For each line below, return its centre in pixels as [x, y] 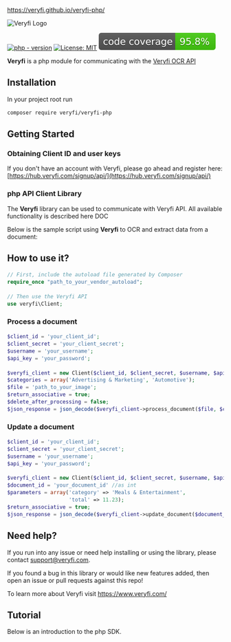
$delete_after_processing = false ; [58, 402]
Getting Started [41, 134]
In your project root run [40, 99]
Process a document [42, 321]
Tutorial [24, 615]
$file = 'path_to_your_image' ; [52, 388]
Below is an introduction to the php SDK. [64, 632]
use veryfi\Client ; [35, 304]
